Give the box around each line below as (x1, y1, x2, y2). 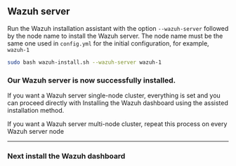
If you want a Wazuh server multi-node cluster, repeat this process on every (7, 119, 228, 128)
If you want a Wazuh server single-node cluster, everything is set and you (7, 91, 221, 99)
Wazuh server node (7, 127, 65, 135)
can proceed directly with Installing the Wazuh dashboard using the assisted (7, 98, 228, 107)
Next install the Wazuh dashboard (7, 151, 126, 160)
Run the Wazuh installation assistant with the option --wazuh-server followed (7, 24, 229, 32)
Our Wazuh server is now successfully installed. (7, 75, 176, 85)
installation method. (7, 106, 65, 114)
